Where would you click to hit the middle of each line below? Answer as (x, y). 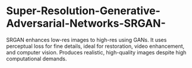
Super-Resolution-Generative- (83, 11)
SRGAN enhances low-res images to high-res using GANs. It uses (86, 40)
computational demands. (37, 59)
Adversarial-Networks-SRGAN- (86, 23)
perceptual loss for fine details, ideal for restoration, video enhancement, (95, 46)
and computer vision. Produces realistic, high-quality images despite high (96, 52)
